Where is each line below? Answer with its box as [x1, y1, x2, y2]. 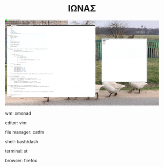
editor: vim [5, 120, 27, 126]
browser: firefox [5, 158, 38, 164]
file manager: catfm [5, 130, 44, 135]
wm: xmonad [5, 111, 31, 116]
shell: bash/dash [5, 139, 38, 145]
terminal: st [5, 148, 28, 154]
